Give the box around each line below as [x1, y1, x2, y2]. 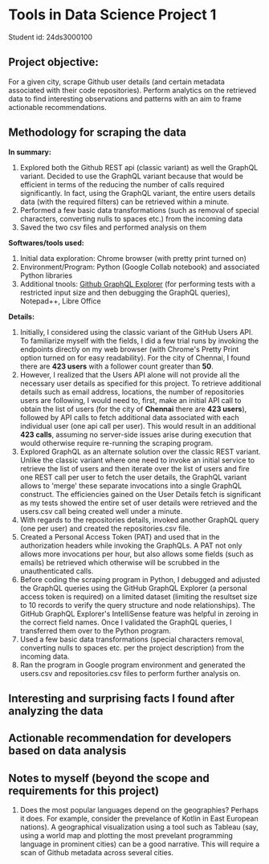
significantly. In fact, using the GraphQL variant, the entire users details [19, 188, 255, 198]
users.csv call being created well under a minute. [19, 506, 183, 516]
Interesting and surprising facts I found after [8, 691, 235, 705]
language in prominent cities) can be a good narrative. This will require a [19, 839, 260, 849]
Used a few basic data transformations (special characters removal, [19, 634, 245, 644]
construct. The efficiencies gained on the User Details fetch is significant [19, 489, 262, 499]
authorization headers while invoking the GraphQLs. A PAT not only [19, 540, 243, 550]
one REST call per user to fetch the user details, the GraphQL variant [19, 472, 247, 482]
